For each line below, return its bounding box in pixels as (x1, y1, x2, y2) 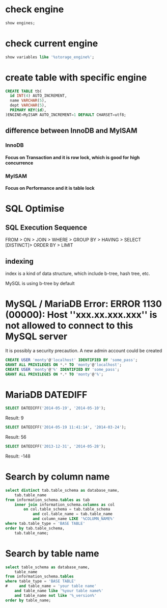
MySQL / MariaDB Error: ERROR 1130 (5, 298, 162, 310)
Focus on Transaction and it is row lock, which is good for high (5, 154, 140, 160)
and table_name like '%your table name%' (14, 588, 103, 594)
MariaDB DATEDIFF (5, 389, 88, 400)
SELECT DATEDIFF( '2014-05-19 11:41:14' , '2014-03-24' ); (5, 425, 126, 430)
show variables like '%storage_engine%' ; (5, 55, 95, 60)
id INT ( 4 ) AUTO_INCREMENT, (10, 93, 67, 98)
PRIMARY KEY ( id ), (10, 108, 47, 113)
